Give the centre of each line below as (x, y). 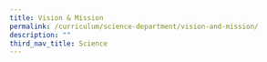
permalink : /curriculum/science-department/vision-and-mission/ (134, 26)
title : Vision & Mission (56, 18)
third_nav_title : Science (58, 43)
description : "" (40, 35)
